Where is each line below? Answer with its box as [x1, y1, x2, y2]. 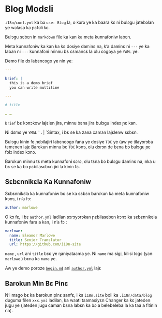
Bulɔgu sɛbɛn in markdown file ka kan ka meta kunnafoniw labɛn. [5, 34, 132, 40]
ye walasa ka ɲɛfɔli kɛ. [5, 24, 50, 30]
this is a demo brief [9, 80, 53, 85]
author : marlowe [5, 205, 38, 210]
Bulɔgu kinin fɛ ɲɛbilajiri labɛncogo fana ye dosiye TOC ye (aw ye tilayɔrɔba [5, 139, 153, 145]
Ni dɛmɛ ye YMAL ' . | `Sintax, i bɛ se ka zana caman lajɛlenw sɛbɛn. [5, 129, 138, 135]
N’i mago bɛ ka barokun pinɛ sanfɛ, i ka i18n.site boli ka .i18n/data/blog [5, 292, 152, 298]
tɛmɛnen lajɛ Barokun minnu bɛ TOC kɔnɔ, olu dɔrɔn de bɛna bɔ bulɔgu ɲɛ [5, 144, 151, 150]
